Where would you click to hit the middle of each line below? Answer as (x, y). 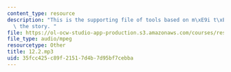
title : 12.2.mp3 (30, 52)
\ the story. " (35, 26)
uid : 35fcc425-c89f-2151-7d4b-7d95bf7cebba (70, 58)
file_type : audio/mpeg (40, 39)
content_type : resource (41, 13)
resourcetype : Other (37, 45)
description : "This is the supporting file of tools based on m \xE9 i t (112, 20)
